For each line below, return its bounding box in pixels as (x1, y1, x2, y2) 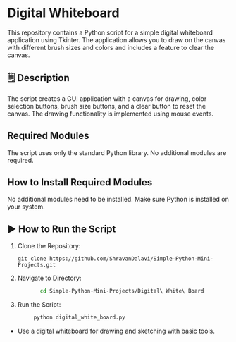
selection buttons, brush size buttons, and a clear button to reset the (7, 102, 206, 110)
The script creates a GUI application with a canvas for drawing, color (7, 94, 207, 103)
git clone (17, 255, 47, 262)
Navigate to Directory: (17, 274, 82, 283)
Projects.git (17, 262, 56, 269)
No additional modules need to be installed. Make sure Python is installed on (7, 195, 229, 204)
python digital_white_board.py (33, 314, 125, 322)
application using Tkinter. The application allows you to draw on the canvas (7, 35, 226, 44)
